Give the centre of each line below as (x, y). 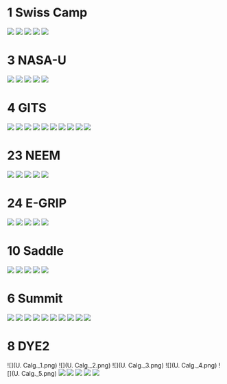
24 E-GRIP (37, 203)
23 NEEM (34, 155)
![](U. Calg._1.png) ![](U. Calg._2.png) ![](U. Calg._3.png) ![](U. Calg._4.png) (112, 365)
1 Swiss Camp (47, 13)
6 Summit (35, 298)
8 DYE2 (28, 346)
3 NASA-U (37, 60)
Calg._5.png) (39, 373)
